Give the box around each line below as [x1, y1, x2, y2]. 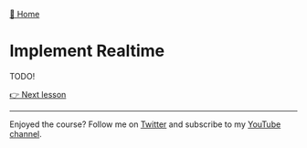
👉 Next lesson [9, 89, 67, 100]
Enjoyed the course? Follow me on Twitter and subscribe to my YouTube [9, 119, 281, 130]
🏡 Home [9, 9, 40, 19]
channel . [9, 128, 43, 139]
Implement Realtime [9, 41, 165, 61]
